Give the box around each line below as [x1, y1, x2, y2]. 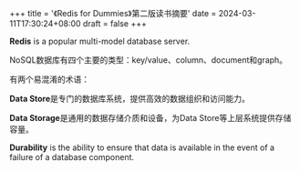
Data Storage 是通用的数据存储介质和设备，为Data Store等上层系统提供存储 [9, 113, 292, 123]
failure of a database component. [9, 152, 135, 162]
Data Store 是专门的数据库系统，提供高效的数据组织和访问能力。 [9, 94, 251, 104]
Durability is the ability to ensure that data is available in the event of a [9, 142, 275, 153]
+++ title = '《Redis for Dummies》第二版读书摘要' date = [9, 8, 217, 18]
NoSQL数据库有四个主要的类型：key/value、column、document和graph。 [9, 55, 288, 65]
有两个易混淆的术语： [9, 74, 89, 85]
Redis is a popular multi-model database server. [9, 35, 191, 46]
